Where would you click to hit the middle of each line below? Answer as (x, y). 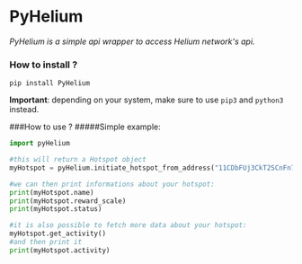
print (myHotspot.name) (52, 192)
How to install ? (44, 65)
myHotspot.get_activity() (58, 234)
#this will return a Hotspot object (78, 160)
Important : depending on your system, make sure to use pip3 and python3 (147, 100)
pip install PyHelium (50, 84)
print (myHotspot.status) (56, 209)
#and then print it (46, 242)
